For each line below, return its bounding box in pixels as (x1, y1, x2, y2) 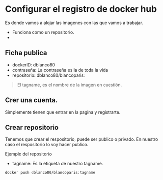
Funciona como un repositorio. (12, 29, 75, 35)
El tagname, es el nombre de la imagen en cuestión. (17, 82, 122, 88)
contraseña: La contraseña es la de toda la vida (12, 67, 108, 73)
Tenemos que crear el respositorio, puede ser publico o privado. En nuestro (5, 136, 158, 142)
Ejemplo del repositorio (5, 151, 52, 157)
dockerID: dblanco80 (12, 61, 55, 67)
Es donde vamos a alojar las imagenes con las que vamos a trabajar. (5, 20, 143, 26)
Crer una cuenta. (5, 96, 58, 104)
